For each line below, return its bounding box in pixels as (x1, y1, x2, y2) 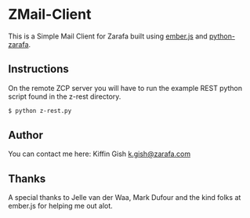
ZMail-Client (8, 5, 92, 24)
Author (8, 129, 43, 142)
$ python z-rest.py (8, 107, 72, 114)
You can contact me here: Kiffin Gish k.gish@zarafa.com (8, 149, 190, 158)
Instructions (8, 63, 69, 76)
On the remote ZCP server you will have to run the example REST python (8, 83, 243, 93)
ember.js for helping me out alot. (8, 202, 114, 211)
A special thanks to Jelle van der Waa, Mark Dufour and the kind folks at (8, 193, 241, 202)
